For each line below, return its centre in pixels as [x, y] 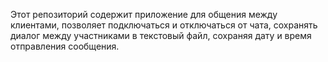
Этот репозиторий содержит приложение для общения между [144, 14]
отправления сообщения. [65, 46]
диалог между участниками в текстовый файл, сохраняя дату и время [161, 35]
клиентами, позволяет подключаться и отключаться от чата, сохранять [164, 25]
